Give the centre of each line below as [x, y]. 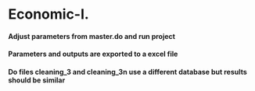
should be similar [37, 80]
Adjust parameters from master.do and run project [92, 36]
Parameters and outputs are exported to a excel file [93, 54]
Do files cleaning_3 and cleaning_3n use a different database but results [128, 72]
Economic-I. [49, 14]
